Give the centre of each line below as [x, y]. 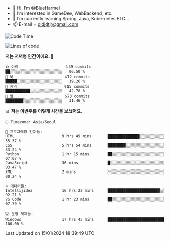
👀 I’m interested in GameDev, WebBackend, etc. [62, 13]
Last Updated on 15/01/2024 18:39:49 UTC [50, 233]
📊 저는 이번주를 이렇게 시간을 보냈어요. [44, 111]
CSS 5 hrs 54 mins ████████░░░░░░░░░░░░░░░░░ [85, 145]
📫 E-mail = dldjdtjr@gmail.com [45, 24]
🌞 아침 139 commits [48, 67]
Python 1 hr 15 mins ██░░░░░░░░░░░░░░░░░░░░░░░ [85, 154]
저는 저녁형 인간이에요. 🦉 [30, 56]
